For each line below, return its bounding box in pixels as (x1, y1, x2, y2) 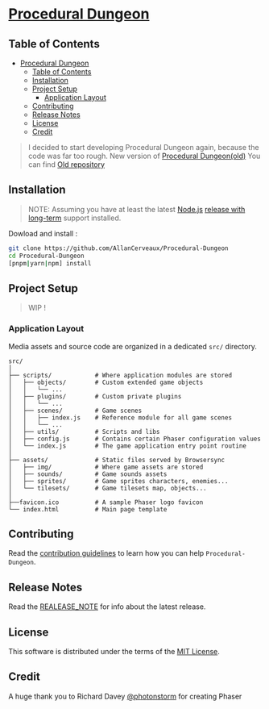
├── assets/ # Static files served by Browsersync (8, 456, 226, 464)
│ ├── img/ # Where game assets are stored (8, 463, 204, 471)
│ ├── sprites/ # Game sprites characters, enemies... (8, 477, 229, 485)
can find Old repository (27, 160, 106, 169)
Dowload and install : (8, 228, 78, 238)
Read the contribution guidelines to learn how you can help (8, 548, 205, 558)
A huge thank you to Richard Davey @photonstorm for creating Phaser (8, 691, 242, 701)
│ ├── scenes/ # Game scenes (8, 407, 143, 415)
